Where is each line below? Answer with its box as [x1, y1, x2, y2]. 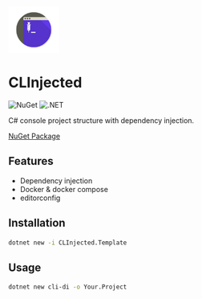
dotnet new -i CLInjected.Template [8, 239, 127, 247]
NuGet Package [8, 131, 61, 141]
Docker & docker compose [19, 184, 108, 194]
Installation [8, 216, 66, 230]
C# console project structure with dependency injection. [8, 115, 195, 125]
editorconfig [19, 193, 61, 203]
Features [8, 154, 54, 168]
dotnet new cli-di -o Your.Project [8, 283, 127, 291]
